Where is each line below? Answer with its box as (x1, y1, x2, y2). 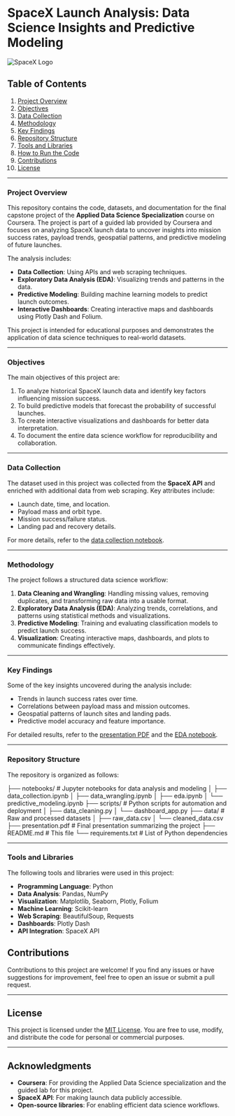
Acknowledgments (7, 1060, 92, 1072)
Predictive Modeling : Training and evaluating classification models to (17, 619, 218, 627)
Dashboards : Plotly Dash (17, 919, 90, 928)
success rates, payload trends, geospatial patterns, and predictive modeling (7, 233, 227, 242)
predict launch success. (17, 626, 87, 635)
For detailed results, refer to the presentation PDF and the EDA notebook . (7, 730, 218, 739)
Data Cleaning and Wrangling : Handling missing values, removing (17, 589, 209, 598)
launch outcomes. (17, 297, 70, 306)
